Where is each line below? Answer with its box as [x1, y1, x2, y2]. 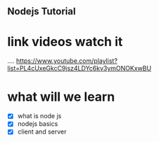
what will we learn [7, 89, 115, 104]
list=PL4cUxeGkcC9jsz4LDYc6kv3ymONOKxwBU [7, 64, 152, 73]
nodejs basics [17, 120, 58, 128]
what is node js [17, 112, 62, 120]
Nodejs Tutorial [7, 6, 76, 17]
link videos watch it [7, 34, 123, 50]
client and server [17, 127, 67, 136]
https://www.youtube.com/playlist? [16, 57, 118, 65]
